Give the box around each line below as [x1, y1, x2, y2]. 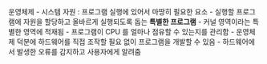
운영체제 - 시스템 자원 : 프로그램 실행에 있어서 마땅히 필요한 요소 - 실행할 [8, 7, 235, 16]
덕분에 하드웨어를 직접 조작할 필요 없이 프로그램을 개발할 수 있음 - [16, 37, 221, 46]
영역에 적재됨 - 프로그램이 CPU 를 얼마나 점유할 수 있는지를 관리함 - [22, 27, 235, 36]
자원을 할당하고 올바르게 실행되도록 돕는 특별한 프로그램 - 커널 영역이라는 [22, 17, 251, 26]
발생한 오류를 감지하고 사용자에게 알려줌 [16, 47, 142, 56]
